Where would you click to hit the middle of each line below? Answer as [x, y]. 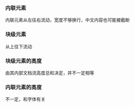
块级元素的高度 [24, 61]
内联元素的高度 [24, 87]
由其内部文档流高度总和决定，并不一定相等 [50, 73]
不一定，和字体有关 [25, 99]
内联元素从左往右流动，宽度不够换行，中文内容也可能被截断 [68, 20]
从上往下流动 [19, 46]
